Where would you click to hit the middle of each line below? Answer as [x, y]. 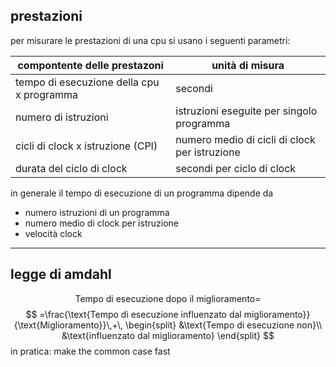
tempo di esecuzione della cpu [87, 82]
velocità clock [53, 233]
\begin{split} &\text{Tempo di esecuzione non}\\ [224, 325]
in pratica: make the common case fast [90, 351]
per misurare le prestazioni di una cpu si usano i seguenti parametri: [150, 40]
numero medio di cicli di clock [245, 139]
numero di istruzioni [62, 117]
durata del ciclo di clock [71, 168]
